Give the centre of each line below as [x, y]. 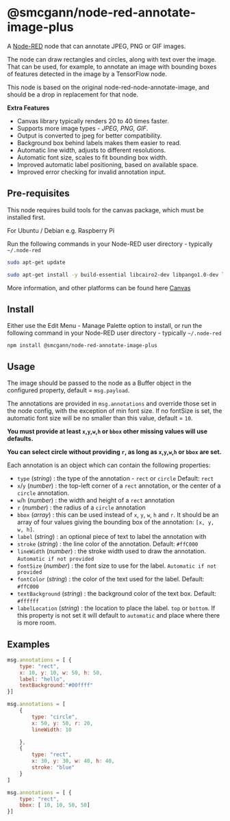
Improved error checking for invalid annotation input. [91, 172]
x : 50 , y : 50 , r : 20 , [63, 723]
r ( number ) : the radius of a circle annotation [81, 507]
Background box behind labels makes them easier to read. [99, 142]
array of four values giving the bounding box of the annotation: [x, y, [115, 522]
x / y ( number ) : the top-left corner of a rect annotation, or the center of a [119, 486]
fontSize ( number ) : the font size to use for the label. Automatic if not [117, 566]
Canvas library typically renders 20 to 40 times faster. [93, 121]
